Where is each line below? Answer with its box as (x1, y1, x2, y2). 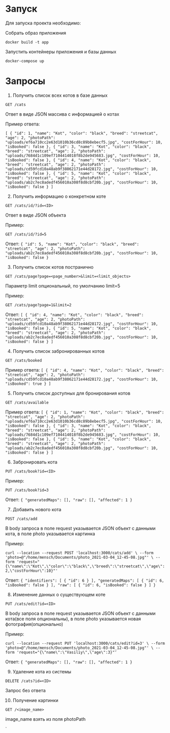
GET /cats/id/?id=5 (5, 231, 47, 237)
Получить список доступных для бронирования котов (12, 390, 131, 396)
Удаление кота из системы (12, 668, 71, 674)
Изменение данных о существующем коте (12, 591, 106, 597)
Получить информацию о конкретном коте (12, 193, 106, 199)
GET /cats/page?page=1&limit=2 (5, 302, 72, 307)
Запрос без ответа (5, 687, 46, 693)
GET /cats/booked (5, 358, 42, 363)
